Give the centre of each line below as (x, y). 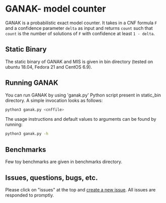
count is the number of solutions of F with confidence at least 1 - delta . (80, 33)
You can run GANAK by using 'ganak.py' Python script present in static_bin (83, 95)
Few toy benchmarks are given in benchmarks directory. (64, 162)
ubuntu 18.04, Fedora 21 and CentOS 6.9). (49, 67)
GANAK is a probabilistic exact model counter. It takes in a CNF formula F (81, 23)
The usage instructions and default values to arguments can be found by (81, 119)
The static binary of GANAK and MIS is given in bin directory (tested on (79, 62)
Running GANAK (32, 83)
